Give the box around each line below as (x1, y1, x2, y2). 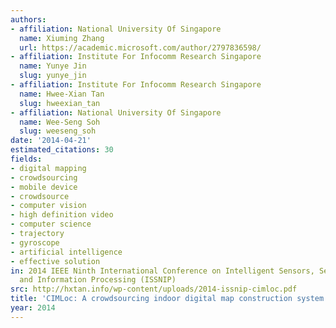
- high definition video (10, 210, 114, 220)
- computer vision (10, 201, 87, 211)
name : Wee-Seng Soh (19, 117, 101, 127)
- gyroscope (10, 237, 60, 248)
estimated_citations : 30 (10, 145, 114, 155)
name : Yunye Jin (19, 61, 87, 71)
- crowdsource (10, 191, 70, 201)
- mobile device (10, 182, 78, 192)
